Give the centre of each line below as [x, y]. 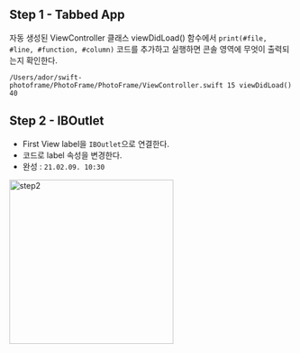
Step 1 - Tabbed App [67, 15]
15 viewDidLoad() [259, 85]
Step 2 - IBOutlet [57, 121]
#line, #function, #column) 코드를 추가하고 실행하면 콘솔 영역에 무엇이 [137, 49]
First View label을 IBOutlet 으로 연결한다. [95, 144]
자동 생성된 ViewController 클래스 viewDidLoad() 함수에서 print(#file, [138, 37]
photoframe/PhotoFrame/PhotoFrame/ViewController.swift [116, 85]
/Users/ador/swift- [46, 77]
